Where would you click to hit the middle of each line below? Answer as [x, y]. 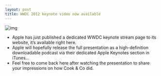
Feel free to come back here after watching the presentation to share [81, 63]
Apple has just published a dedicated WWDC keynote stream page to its [84, 37]
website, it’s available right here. [44, 42]
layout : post [18, 9]
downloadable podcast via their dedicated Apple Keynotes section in [80, 53]
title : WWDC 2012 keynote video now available [53, 14]
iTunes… [21, 58]
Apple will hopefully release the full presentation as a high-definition [80, 47]
